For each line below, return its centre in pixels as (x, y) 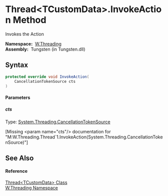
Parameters (18, 97)
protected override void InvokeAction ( (47, 77)
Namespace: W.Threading (33, 43)
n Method (26, 20)
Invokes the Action (25, 34)
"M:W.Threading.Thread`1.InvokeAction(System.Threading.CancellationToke (84, 137)
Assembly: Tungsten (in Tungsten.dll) (45, 49)
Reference (16, 171)
